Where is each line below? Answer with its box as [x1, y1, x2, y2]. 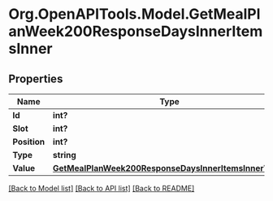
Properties [8, 72, 63, 85]
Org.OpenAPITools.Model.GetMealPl [8, 5, 261, 24]
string [52, 150, 77, 160]
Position [12, 136, 45, 147]
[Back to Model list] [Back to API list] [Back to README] [8, 184, 195, 193]
